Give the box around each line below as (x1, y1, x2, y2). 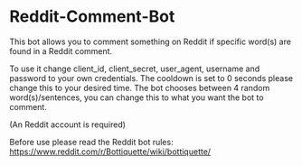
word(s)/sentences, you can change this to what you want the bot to (9, 92, 264, 103)
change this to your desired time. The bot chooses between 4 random (9, 82, 270, 93)
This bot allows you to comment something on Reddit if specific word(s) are (9, 36, 292, 47)
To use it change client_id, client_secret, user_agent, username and (9, 63, 260, 74)
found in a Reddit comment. (9, 45, 113, 56)
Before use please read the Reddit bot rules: (9, 136, 174, 147)
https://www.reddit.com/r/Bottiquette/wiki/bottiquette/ (9, 146, 211, 157)
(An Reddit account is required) (9, 119, 127, 130)
